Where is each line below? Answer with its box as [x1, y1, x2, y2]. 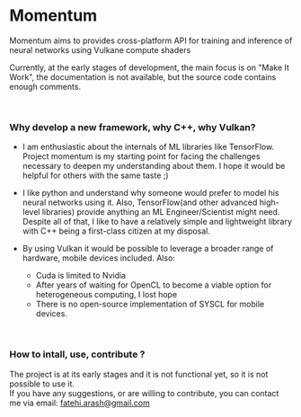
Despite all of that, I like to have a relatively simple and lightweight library [22, 217, 293, 227]
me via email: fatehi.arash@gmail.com [9, 397, 150, 408]
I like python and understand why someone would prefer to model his [22, 188, 280, 199]
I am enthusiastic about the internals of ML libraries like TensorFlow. [22, 141, 275, 153]
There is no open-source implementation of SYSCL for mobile [35, 298, 265, 310]
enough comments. [9, 81, 82, 92]
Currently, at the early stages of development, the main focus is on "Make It [9, 62, 290, 73]
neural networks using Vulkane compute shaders [9, 44, 191, 55]
